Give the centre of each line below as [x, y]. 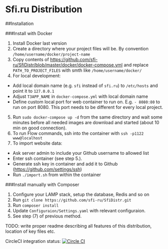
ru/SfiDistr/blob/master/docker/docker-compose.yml [68, 65]
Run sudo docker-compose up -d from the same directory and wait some [87, 117]
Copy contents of [31, 59]
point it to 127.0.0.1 [33, 91]
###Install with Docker [29, 33]
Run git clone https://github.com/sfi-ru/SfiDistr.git [72, 200]
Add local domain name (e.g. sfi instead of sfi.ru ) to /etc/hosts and [85, 86]
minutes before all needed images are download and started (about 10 [86, 122]
